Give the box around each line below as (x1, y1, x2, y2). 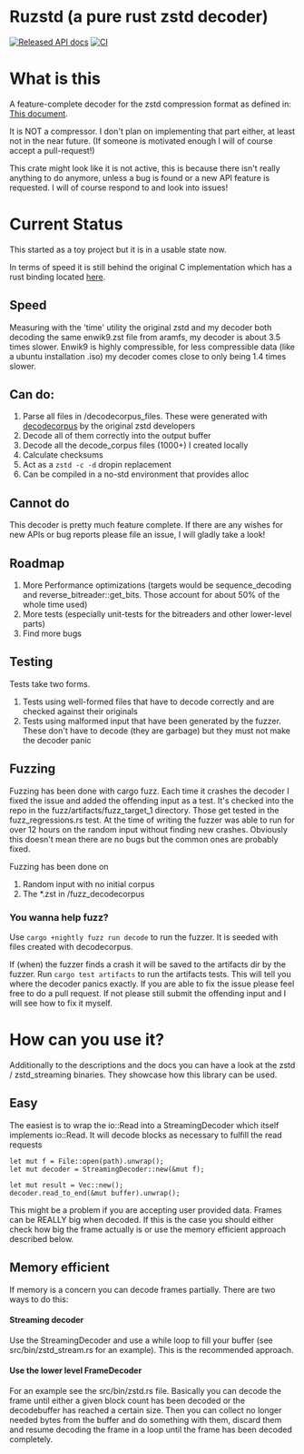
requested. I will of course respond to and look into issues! (9, 182, 229, 193)
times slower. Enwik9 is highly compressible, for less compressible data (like (9, 341, 296, 352)
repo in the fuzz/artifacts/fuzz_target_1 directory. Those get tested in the (9, 804, 279, 815)
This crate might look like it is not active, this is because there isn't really (9, 162, 280, 174)
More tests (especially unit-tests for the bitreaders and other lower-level (22, 609, 292, 620)
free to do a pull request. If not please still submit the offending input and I (9, 987, 287, 998)
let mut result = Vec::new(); (9, 1180, 124, 1189)
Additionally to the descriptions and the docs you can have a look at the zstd (9, 1059, 296, 1070)
